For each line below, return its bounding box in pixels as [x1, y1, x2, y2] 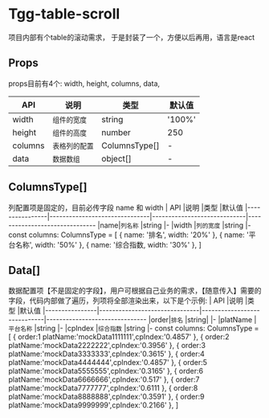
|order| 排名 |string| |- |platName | [148, 315, 257, 325]
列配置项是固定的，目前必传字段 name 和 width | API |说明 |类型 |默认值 [8, 203, 243, 212]
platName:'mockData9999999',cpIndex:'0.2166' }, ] [8, 400, 179, 410]
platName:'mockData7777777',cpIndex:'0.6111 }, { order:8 [8, 383, 198, 393]
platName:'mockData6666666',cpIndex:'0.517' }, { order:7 [8, 375, 200, 384]
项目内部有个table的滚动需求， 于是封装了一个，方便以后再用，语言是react [8, 32, 255, 42]
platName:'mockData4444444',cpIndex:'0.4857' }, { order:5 [8, 358, 207, 367]
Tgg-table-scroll [8, 5, 120, 23]
